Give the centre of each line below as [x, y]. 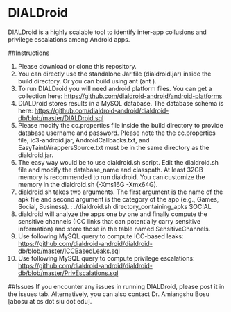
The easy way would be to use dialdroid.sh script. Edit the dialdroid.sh [118, 162]
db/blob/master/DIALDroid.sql [61, 118]
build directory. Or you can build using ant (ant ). [87, 81]
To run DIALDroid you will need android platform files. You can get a [115, 88]
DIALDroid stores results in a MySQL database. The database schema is [121, 103]
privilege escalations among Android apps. [69, 39]
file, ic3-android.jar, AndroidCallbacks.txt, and [84, 140]
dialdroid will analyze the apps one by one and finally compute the [112, 214]
